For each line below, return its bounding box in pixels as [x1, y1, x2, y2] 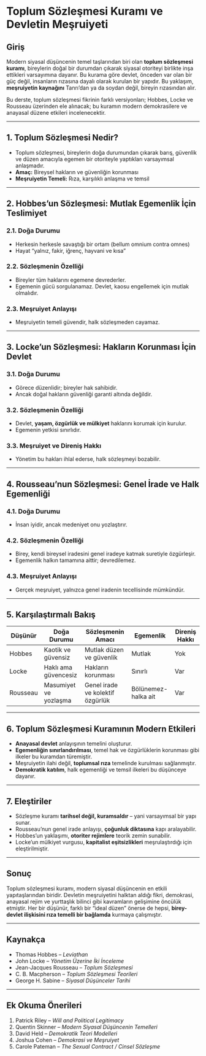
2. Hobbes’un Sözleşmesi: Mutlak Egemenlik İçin [6, 198, 196, 209]
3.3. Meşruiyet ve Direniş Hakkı [6, 442, 102, 450]
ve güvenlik [85, 653, 118, 662]
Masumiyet [44, 681, 76, 690]
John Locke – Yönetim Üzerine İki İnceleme [15, 957, 124, 965]
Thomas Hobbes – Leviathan [15, 950, 88, 958]
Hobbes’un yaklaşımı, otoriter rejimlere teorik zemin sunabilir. [15, 832, 172, 839]
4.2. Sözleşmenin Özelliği [6, 536, 84, 544]
